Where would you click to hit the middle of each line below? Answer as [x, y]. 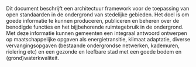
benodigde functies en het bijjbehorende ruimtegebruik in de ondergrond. [95, 27]
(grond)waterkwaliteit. [33, 58]
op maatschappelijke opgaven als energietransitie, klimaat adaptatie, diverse [98, 39]
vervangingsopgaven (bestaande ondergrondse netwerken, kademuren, [93, 45]
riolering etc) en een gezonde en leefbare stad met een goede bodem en [94, 52]
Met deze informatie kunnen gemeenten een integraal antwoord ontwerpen [97, 33]
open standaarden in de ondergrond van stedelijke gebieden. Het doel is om [98, 15]
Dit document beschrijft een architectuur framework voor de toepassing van [98, 8]
